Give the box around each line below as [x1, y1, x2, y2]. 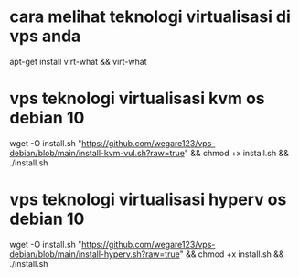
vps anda [9, 26, 81, 47]
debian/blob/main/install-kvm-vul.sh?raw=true [9, 147, 186, 158]
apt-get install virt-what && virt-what [9, 56, 147, 67]
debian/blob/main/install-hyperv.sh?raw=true [9, 249, 180, 260]
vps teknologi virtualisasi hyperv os [9, 189, 287, 210]
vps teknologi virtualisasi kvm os [9, 89, 265, 109]
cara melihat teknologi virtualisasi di [9, 6, 291, 27]
